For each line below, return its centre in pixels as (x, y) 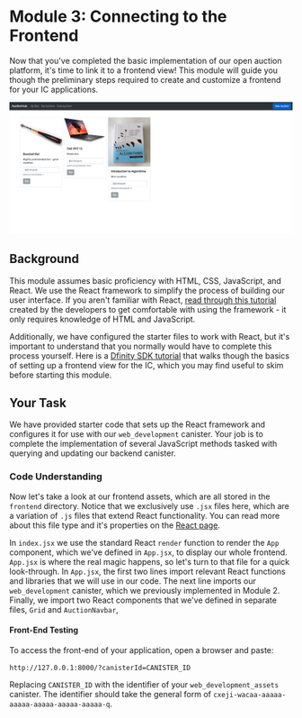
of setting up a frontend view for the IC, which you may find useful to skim (147, 365)
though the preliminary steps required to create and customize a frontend (145, 79)
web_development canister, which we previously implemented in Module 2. (145, 590)
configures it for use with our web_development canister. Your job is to (136, 434)
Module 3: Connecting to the (118, 17)
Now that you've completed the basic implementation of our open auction (146, 60)
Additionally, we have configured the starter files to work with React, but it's (150, 336)
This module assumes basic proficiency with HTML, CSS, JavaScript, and (145, 280)
